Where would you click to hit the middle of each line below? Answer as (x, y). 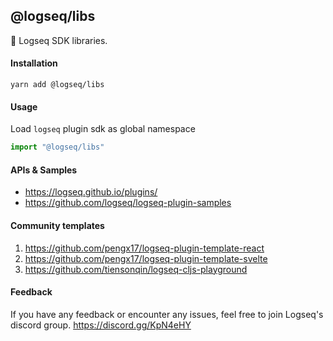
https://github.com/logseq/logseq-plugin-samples (128, 203)
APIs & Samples (44, 170)
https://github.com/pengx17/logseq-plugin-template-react (144, 248)
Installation (34, 63)
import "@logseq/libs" (57, 147)
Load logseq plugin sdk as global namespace (103, 129)
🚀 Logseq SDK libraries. (59, 40)
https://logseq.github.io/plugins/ (91, 192)
